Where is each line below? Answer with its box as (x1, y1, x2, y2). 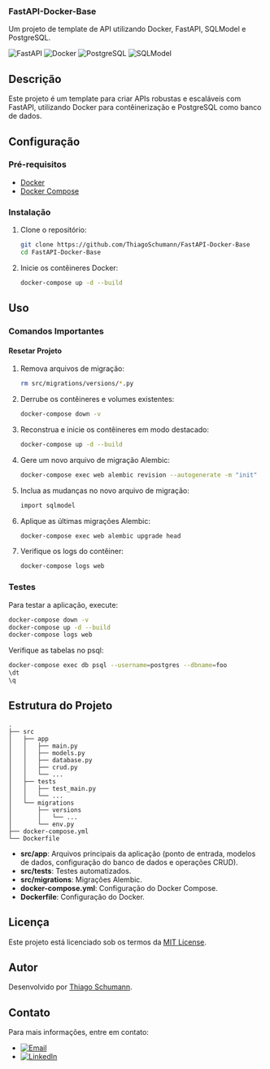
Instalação (8, 206, 51, 217)
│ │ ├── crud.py (8, 763, 79, 771)
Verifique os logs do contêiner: (20, 547, 124, 556)
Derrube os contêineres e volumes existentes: (20, 395, 175, 404)
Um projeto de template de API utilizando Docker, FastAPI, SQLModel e (8, 24, 246, 34)
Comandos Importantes (8, 325, 104, 337)
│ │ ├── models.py (8, 748, 85, 757)
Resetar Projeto (8, 346, 63, 356)
